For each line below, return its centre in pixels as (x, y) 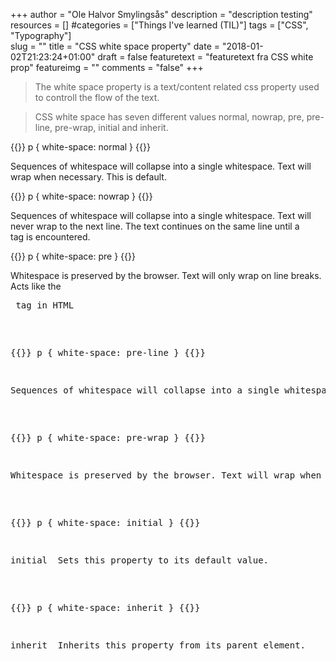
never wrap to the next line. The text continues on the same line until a (155, 226)
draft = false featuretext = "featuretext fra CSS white (205, 57)
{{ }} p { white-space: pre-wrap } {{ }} (108, 437)
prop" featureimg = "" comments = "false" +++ (107, 67)
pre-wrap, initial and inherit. (111, 127)
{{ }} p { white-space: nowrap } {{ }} (81, 196)
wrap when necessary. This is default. (88, 177)
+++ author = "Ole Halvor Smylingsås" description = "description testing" (161, 14)
